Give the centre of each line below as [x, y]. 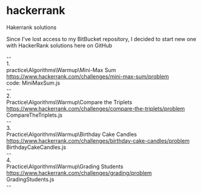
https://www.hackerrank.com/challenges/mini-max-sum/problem [88, 76]
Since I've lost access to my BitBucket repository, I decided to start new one [101, 39]
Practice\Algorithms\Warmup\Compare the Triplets [69, 102]
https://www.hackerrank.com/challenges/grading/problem [79, 172]
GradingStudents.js [30, 179]
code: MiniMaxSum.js [33, 83]
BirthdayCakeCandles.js [36, 147]
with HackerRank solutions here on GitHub [59, 45]
